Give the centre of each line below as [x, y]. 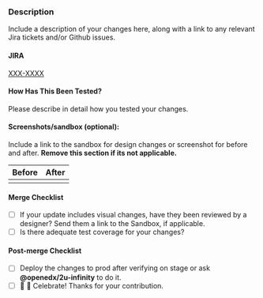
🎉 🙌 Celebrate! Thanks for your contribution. [92, 285]
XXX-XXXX [26, 73]
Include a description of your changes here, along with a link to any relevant [131, 29]
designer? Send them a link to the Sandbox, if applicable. [112, 224]
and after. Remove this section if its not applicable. [93, 153]
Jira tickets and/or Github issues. [62, 37]
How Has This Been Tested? [55, 91]
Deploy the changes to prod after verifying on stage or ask [115, 268]
